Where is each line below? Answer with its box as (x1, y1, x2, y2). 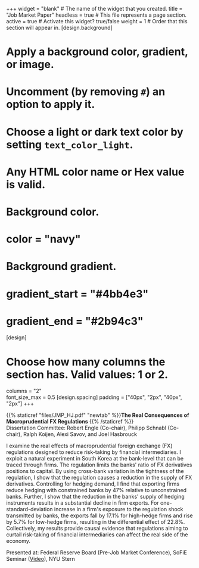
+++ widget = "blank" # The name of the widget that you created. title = (6, 5, 183, 12)
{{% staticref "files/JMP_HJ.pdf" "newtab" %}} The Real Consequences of (6, 412, 189, 419)
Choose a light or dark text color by (6, 125, 184, 139)
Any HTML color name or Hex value (6, 165, 185, 179)
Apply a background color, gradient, (6, 45, 188, 59)
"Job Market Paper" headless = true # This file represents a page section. (6, 11, 186, 19)
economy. (6, 538, 31, 545)
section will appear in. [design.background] (6, 24, 113, 31)
